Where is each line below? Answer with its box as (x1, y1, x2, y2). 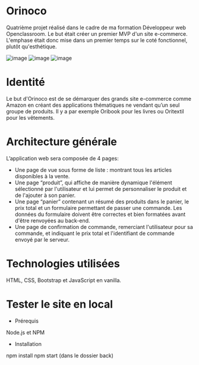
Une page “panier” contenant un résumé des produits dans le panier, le (14, 198, 189, 205)
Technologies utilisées (6, 257, 120, 270)
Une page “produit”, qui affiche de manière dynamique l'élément (14, 179, 172, 186)
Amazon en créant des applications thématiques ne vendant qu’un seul (6, 101, 180, 109)
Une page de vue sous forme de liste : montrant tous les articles (14, 166, 172, 174)
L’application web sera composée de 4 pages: (6, 154, 119, 162)
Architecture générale (6, 135, 117, 149)
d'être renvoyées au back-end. (14, 216, 90, 224)
